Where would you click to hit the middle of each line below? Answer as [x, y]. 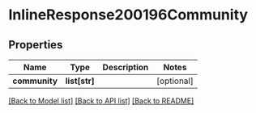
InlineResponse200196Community [128, 15]
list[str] [80, 81]
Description [126, 67]
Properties [36, 45]
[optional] [175, 81]
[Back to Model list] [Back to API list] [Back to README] [101, 101]
